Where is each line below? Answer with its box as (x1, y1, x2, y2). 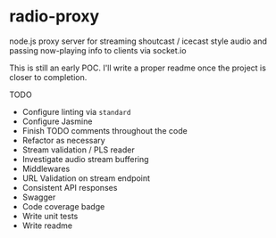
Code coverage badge (21, 201, 105, 211)
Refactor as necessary (21, 135, 105, 145)
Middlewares (21, 163, 71, 174)
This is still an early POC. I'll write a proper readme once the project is (9, 62, 266, 73)
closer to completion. (9, 71, 88, 82)
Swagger (21, 192, 56, 202)
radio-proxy (9, 6, 100, 27)
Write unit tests (21, 210, 79, 221)
